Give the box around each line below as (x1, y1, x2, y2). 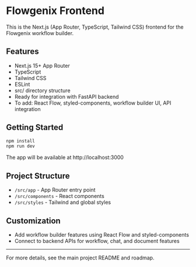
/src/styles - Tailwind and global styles (14, 199, 111, 206)
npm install (6, 138, 35, 144)
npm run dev (6, 143, 35, 150)
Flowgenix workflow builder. (6, 29, 74, 36)
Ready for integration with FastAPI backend (14, 93, 119, 100)
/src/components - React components (14, 193, 105, 200)
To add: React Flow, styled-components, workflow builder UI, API (14, 99, 171, 106)
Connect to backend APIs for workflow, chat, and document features (14, 237, 180, 244)
